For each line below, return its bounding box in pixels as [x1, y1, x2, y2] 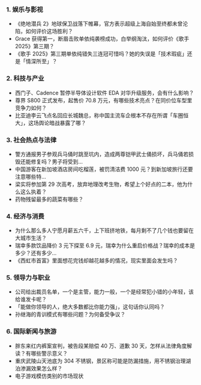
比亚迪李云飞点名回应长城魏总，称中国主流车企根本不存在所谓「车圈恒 [14, 111, 189, 119]
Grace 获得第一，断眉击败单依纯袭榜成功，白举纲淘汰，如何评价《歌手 [14, 35, 190, 43]
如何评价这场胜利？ [25, 28, 73, 35]
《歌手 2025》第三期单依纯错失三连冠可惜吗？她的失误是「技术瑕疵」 [14, 50, 187, 58]
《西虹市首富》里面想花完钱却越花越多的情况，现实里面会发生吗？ [14, 257, 178, 264]
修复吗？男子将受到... [31, 158, 83, 165]
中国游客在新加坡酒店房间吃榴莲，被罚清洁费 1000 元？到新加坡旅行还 [14, 165, 188, 173]
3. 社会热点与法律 [6, 135, 57, 144]
